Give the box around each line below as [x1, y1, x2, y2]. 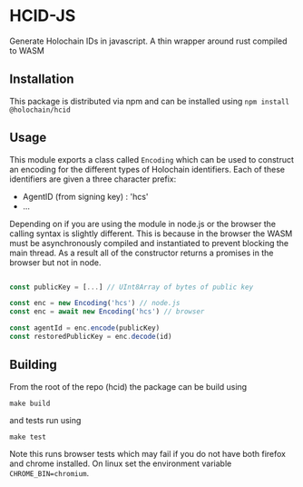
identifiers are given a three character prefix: [9, 174, 177, 184]
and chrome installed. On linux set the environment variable [9, 458, 232, 469]
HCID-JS [9, 5, 76, 26]
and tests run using [9, 414, 82, 425]
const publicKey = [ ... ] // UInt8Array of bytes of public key [9, 283, 254, 292]
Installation [9, 72, 74, 87]
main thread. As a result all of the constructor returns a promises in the [9, 247, 274, 258]
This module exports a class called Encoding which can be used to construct [9, 154, 295, 164]
